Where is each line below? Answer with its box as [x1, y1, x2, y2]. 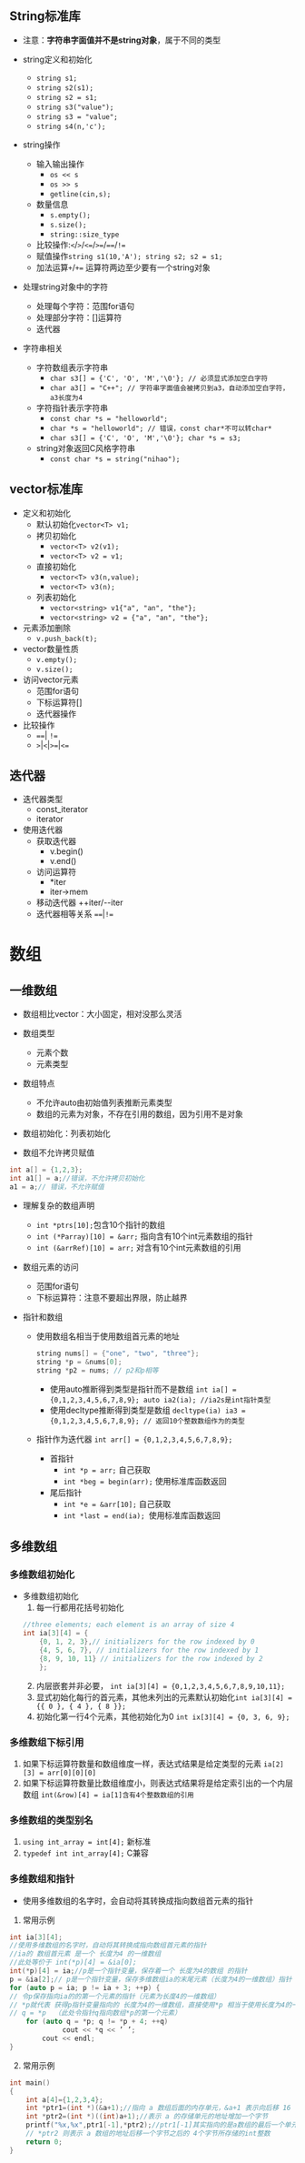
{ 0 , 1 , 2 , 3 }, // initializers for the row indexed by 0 [39, 1637, 256, 1646]
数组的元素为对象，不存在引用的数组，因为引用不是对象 [35, 1109, 243, 1120]
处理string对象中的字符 [22, 281, 109, 292]
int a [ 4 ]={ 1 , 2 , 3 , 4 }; [25, 2095, 103, 2104]
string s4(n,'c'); [35, 122, 106, 131]
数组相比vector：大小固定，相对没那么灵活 [22, 1009, 182, 1020]
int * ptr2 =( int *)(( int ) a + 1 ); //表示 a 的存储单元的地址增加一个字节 [25, 2112, 269, 2121]
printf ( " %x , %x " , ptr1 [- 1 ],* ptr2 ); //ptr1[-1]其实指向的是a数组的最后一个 [25, 2120, 285, 2130]
